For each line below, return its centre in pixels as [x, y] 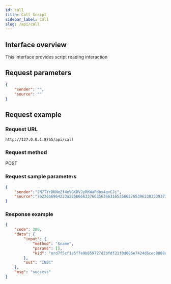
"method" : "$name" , [53, 244]
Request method [26, 152]
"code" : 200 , [28, 230]
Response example [29, 214]
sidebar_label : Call [27, 19]
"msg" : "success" [33, 272]
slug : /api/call [22, 24]
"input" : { [35, 239]
